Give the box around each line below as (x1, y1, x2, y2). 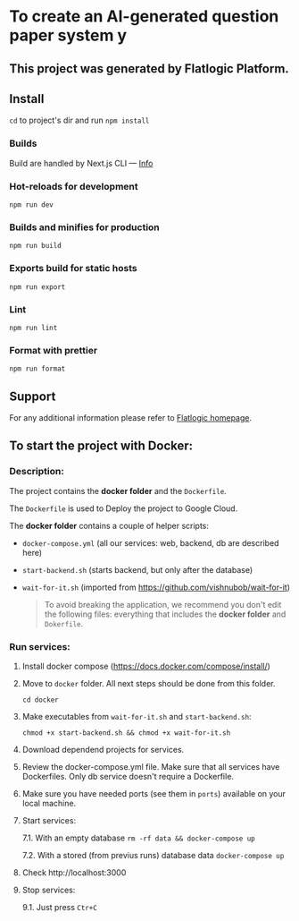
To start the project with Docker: (9, 439, 194, 454)
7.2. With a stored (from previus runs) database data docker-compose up (21, 849, 285, 860)
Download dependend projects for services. (21, 744, 185, 755)
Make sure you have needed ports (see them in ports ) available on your (21, 788, 287, 798)
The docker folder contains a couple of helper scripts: (9, 520, 210, 531)
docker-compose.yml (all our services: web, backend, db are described (21, 537, 279, 548)
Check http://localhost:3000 (21, 866, 127, 878)
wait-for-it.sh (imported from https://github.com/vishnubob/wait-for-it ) (21, 582, 290, 593)
